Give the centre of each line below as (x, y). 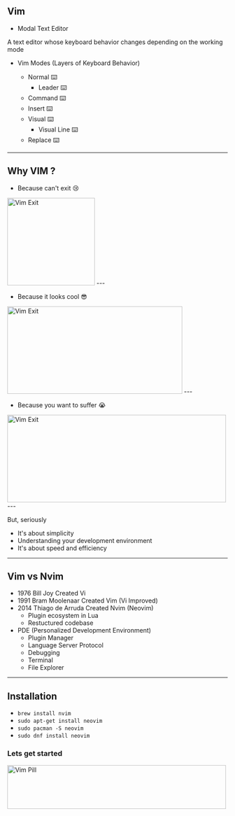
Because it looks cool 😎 (52, 296)
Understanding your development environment (85, 540)
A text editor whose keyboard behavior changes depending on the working (115, 42)
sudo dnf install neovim (54, 736)
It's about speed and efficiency (62, 548)
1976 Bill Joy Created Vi (51, 593)
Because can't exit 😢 (48, 188)
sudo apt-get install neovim (60, 721)
